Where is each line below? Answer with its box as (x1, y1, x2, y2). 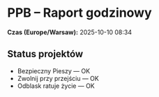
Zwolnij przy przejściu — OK (17, 74, 99, 82)
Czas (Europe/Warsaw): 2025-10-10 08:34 (7, 28, 132, 36)
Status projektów (7, 48, 84, 60)
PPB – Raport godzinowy (7, 5, 152, 21)
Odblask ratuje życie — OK (17, 82, 96, 90)
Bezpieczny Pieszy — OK (17, 66, 91, 75)
